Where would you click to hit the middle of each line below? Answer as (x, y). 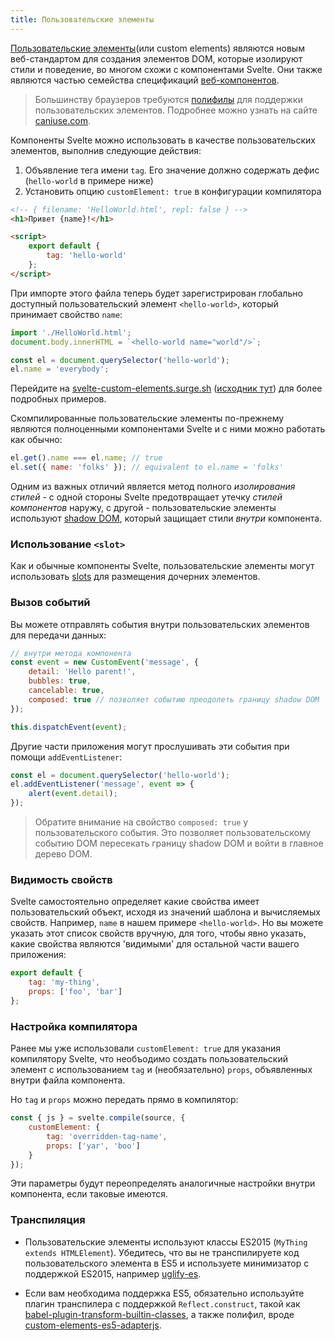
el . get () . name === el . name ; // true (86, 458)
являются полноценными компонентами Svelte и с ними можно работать (168, 429)
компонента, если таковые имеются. (89, 1194)
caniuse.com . (63, 120)
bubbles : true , (60, 681)
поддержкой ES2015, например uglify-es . (113, 1273)
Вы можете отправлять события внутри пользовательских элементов (160, 624)
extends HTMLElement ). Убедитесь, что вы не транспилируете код (162, 1252)
